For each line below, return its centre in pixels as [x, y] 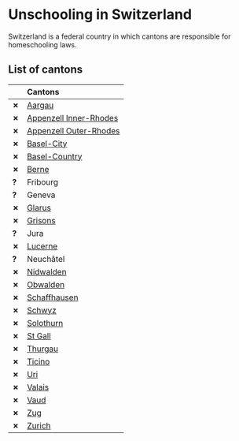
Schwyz [42, 310]
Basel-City [47, 144]
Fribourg [43, 181]
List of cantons [46, 70]
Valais [38, 387]
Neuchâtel [46, 259]
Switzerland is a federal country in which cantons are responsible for [119, 36]
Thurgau [43, 349]
